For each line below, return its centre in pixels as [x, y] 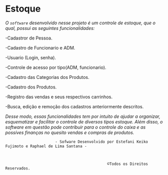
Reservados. [18, 168]
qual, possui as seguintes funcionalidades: [50, 28]
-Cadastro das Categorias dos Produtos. [47, 77]
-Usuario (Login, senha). [31, 57]
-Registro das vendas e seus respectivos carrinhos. [59, 97]
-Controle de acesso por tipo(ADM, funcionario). [56, 67]
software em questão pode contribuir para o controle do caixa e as [75, 127]
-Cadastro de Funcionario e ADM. [40, 48]
